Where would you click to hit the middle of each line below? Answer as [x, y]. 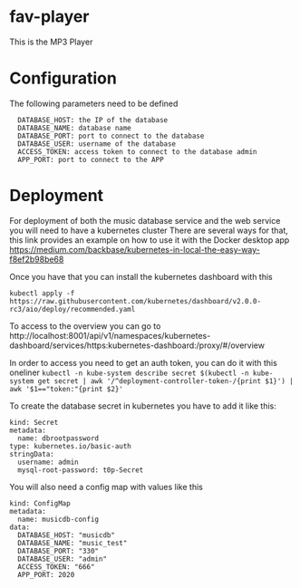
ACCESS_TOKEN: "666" [56, 567]
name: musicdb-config [58, 519]
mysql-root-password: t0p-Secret [81, 470]
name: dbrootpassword [58, 438]
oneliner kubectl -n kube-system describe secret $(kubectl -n [129, 372]
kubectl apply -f [42, 293]
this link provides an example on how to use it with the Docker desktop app [150, 240]
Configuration [63, 78]
